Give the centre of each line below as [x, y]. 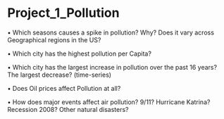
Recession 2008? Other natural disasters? [68, 109]
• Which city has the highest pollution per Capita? [79, 54]
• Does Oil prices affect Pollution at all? [64, 88]
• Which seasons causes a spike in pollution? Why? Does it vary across [111, 32]
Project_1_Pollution [63, 13]
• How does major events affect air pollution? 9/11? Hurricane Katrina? [109, 102]
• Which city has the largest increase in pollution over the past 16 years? [112, 67]
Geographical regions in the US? [54, 39]
